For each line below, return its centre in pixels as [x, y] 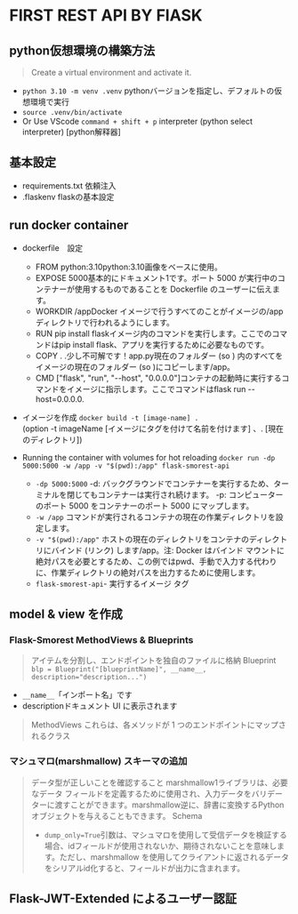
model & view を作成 [66, 614]
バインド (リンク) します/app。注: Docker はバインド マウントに [168, 550]
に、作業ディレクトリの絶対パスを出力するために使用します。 [148, 572]
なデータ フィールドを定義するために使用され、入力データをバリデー [157, 793]
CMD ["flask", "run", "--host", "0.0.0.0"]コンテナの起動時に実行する [158, 378]
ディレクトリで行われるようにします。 [105, 322]
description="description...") [89, 677]
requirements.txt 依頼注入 [69, 185]
